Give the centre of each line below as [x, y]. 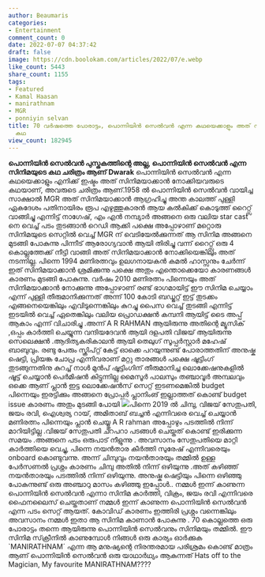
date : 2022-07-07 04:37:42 [52, 45]
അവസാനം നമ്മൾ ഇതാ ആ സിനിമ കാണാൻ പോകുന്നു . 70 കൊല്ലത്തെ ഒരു [131, 519]
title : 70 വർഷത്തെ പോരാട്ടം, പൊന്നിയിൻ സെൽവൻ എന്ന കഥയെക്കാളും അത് [129, 126]
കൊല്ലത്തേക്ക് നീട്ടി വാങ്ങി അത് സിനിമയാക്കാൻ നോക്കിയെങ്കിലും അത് [121, 252]
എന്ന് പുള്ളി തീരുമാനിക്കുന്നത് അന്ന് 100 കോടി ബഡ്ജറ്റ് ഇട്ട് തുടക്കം [113, 296]
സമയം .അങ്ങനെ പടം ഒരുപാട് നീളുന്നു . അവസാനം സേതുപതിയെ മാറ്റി [123, 439]
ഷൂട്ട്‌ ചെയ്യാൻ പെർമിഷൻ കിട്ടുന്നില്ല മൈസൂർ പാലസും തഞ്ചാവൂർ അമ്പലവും [126, 376]
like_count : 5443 [37, 67]
